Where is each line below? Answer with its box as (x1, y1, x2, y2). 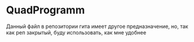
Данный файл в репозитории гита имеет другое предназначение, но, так (6, 23, 189, 30)
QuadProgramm (6, 3, 85, 17)
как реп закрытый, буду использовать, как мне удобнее (6, 29, 147, 36)
